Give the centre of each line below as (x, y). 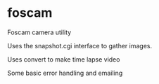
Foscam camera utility (39, 32)
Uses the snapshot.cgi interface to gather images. (80, 45)
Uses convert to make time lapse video (64, 59)
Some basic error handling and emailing (65, 73)
